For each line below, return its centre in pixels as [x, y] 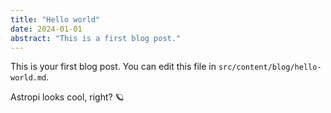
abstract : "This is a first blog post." [96, 38]
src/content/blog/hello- [270, 67]
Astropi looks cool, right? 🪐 [67, 97]
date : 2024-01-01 [46, 29]
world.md [28, 78]
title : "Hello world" [55, 19]
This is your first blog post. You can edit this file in [113, 67]
